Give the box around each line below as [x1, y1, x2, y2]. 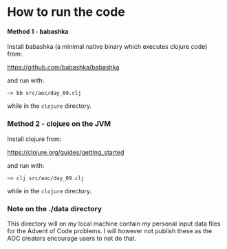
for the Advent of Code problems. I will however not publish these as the [7, 226, 213, 235]
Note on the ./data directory [7, 204, 102, 213]
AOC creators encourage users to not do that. [7, 234, 137, 242]
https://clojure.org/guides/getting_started [7, 148, 125, 156]
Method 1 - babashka [7, 27, 69, 35]
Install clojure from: [7, 135, 62, 143]
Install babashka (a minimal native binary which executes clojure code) [7, 43, 208, 51]
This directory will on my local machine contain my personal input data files [7, 219, 221, 228]
